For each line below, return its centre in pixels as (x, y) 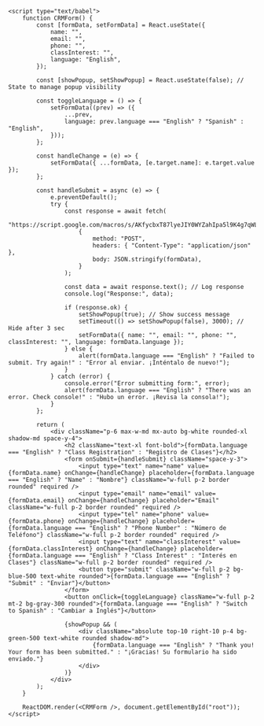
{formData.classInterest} (50, 549)
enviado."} (26, 659)
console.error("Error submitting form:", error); (147, 383)
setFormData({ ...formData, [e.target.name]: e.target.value (152, 163)
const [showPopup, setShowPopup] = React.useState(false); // (140, 80)
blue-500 (22, 576)
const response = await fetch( (115, 211)
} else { (78, 349)
